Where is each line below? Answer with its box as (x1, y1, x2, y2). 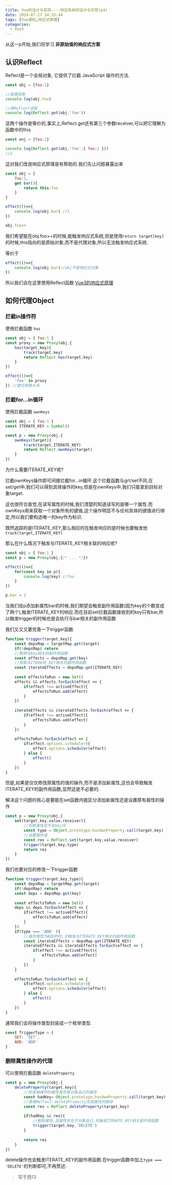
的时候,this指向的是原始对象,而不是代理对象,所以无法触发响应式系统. (5, 239, 148, 245)
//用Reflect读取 (5, 105, 38, 111)
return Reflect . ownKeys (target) (24, 447, 93, 452)
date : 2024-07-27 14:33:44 (5, 12, 63, 17)
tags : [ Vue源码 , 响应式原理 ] (5, 17, 60, 22)
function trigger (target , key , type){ (5, 877, 83, 882)
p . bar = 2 (5, 592, 27, 598)
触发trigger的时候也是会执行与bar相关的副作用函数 (9, 616, 116, 622)
